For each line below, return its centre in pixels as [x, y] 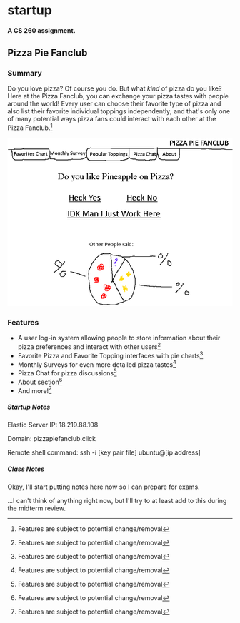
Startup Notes [29, 407]
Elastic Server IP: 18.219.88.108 [53, 425]
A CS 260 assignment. [42, 30]
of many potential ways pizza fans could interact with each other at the [112, 119]
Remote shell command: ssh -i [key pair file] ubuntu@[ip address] [104, 452]
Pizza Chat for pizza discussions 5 [67, 373]
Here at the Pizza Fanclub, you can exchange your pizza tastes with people [118, 96]
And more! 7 [35, 390]
